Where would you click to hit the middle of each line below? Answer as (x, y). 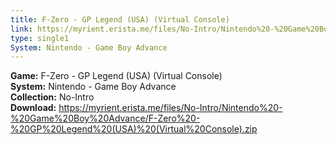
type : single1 (40, 38)
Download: (33, 108)
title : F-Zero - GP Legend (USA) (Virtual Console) (120, 19)
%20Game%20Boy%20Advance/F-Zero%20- (105, 118)
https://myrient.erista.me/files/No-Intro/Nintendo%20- (170, 108)
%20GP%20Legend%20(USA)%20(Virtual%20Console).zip (134, 129)
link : (21, 29)
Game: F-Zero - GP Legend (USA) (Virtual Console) (116, 76)
